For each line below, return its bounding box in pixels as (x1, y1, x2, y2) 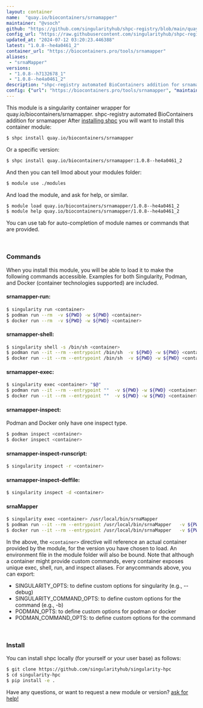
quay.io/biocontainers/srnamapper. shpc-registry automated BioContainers (6, 110, 193, 118)
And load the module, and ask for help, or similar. (6, 191, 129, 198)
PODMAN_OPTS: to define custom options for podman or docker (14, 608, 176, 615)
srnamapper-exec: (6, 368, 54, 375)
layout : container (6, 8, 53, 15)
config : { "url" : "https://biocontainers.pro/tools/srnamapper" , (6, 88, 172, 94)
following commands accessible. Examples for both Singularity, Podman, (6, 272, 187, 280)
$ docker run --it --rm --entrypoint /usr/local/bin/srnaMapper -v (6, 527, 185, 533)
